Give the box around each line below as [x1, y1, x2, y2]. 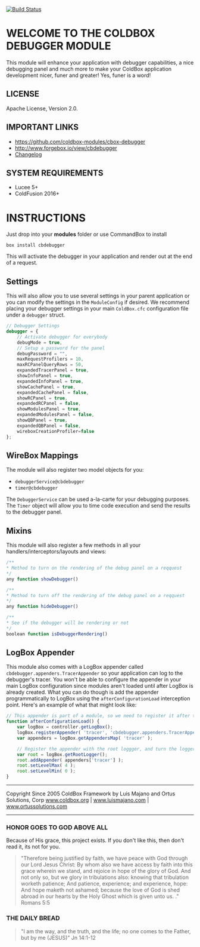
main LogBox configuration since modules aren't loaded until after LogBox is [6, 682, 193, 690]
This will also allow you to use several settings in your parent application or [6, 293, 190, 300]
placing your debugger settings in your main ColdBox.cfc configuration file [6, 305, 189, 312]
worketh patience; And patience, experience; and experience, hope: [20, 880, 188, 887]
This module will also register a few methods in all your [6, 542, 141, 549]
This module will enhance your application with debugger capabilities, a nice [6, 59, 194, 66]
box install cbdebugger [6, 242, 65, 248]
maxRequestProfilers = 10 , [17, 356, 84, 362]
